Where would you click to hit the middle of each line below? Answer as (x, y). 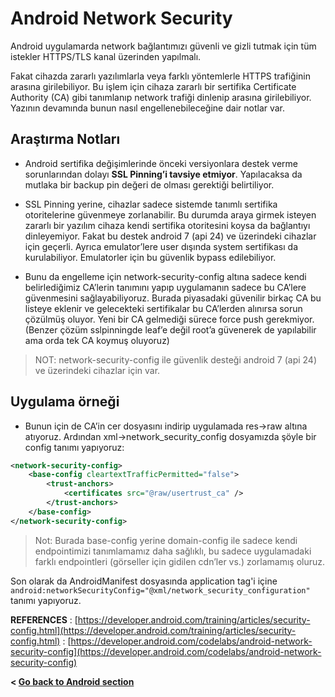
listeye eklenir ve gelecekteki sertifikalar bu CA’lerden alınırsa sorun (163, 308)
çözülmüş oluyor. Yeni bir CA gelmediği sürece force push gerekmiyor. (169, 319)
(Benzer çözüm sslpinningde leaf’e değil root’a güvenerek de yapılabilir (170, 329)
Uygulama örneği (65, 402)
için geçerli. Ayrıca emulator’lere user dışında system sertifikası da (161, 246)
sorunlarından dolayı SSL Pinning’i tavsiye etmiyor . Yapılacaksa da (163, 174)
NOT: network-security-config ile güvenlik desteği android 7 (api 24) (176, 359)
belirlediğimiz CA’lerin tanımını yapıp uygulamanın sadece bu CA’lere (165, 287)
